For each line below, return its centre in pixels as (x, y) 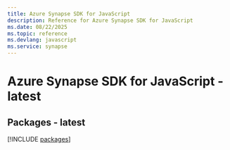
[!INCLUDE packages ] (39, 139)
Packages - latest (46, 122)
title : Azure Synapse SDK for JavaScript (69, 14)
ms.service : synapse (38, 46)
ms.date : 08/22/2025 (38, 27)
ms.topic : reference (38, 33)
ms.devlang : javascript (42, 40)
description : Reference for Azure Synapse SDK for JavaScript (100, 20)
